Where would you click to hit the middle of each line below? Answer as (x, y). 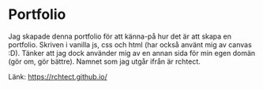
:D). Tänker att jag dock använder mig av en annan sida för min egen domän (132, 53)
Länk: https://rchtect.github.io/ (58, 76)
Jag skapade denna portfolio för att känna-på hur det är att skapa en (120, 36)
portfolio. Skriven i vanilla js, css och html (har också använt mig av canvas (130, 44)
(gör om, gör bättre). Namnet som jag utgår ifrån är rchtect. (105, 61)
